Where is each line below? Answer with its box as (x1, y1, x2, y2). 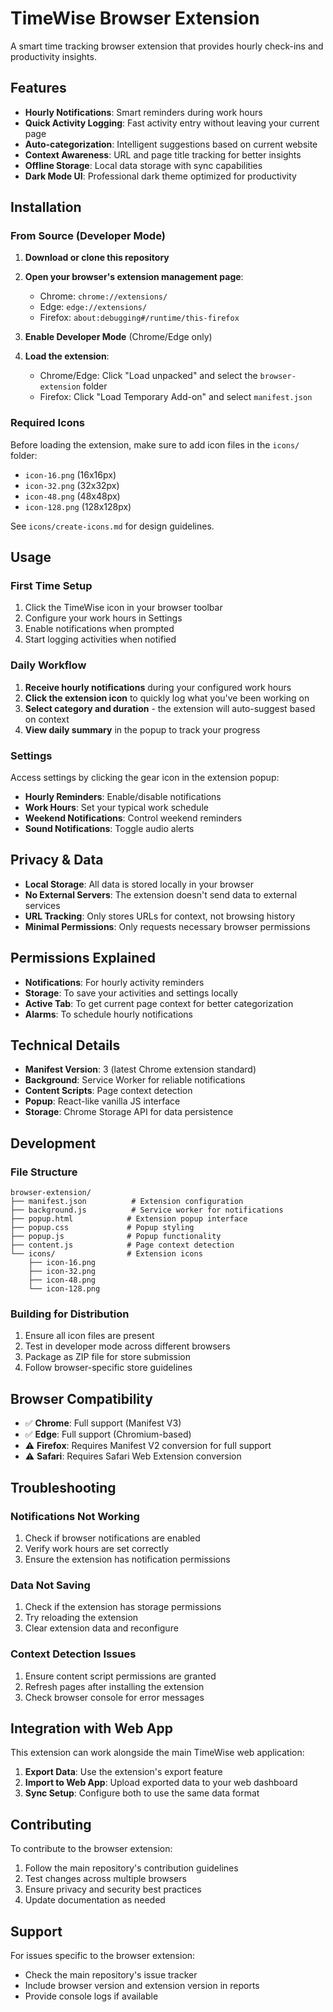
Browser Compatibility (10, 1390, 153, 1407)
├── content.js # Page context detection (10, 1240, 235, 1251)
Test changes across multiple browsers (24, 1873, 187, 1885)
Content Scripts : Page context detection (24, 1085, 193, 1097)
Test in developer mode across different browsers (24, 1340, 231, 1352)
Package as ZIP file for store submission (24, 1351, 191, 1363)
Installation (10, 199, 82, 216)
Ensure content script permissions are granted (24, 1670, 217, 1682)
